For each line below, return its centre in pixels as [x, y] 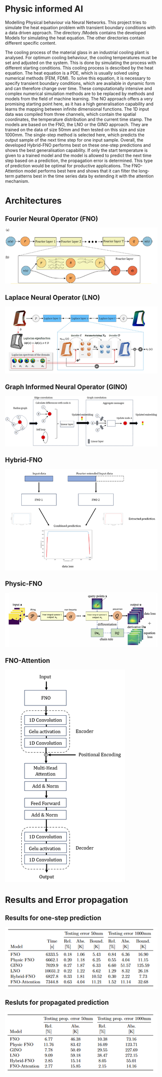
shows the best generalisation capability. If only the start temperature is [76, 150]
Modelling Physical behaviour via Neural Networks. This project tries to [76, 22]
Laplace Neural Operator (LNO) [52, 297]
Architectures [33, 201]
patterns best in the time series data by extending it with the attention [84, 176]
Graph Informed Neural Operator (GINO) [66, 387]
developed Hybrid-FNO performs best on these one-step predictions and [78, 145]
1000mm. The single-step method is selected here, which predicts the [75, 135]
